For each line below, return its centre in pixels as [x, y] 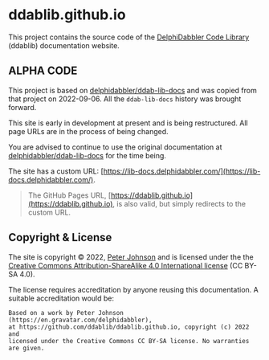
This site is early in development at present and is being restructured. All [128, 123]
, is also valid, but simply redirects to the [179, 203]
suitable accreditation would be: [61, 298]
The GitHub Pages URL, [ [69, 195]
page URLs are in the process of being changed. [88, 131]
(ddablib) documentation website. [64, 45]
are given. [26, 348]
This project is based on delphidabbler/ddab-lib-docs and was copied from [132, 90]
